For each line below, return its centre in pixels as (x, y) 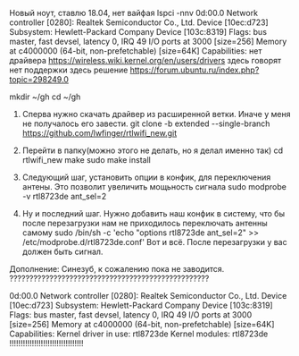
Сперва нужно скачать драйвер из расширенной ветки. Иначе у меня (156, 114)
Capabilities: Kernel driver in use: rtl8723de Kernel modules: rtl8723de (139, 334)
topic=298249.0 (39, 79)
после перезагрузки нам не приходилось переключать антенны (145, 223)
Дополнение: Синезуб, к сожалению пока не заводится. (117, 269)
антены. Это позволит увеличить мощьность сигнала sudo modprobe (154, 186)
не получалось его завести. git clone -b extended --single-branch (146, 123)
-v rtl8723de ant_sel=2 (64, 196)
